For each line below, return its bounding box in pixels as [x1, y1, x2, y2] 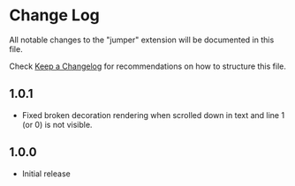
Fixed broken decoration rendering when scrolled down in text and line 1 [21, 109, 285, 120]
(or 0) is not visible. [21, 119, 93, 130]
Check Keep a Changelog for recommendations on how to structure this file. [9, 61, 287, 71]
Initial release [21, 168, 71, 179]
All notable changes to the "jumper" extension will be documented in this [9, 34, 275, 45]
